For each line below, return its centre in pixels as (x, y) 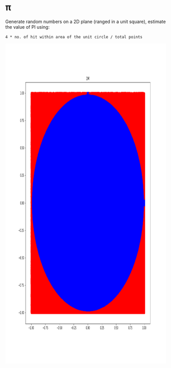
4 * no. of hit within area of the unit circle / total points (74, 37)
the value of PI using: (28, 27)
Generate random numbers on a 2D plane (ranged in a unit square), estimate (86, 21)
